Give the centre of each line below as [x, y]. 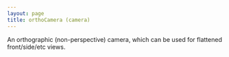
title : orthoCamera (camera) [49, 20]
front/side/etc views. [36, 47]
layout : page [26, 13]
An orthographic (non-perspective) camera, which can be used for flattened [115, 39]
